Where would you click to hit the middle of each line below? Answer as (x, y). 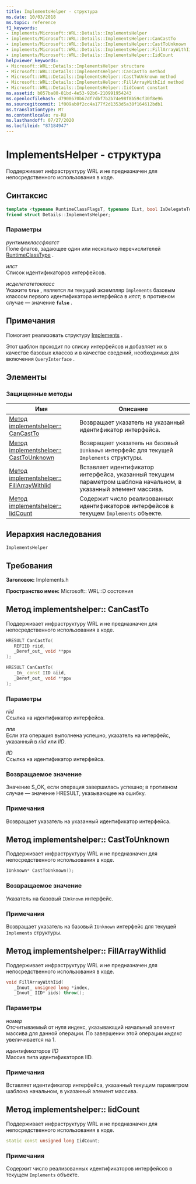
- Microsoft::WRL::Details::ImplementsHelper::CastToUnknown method (91, 77)
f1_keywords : (22, 28)
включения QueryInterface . (40, 359)
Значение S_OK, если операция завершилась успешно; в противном (92, 787)
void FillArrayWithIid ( (35, 982)
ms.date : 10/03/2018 (31, 17)
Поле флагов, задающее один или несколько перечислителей (83, 248)
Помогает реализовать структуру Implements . (64, 335)
